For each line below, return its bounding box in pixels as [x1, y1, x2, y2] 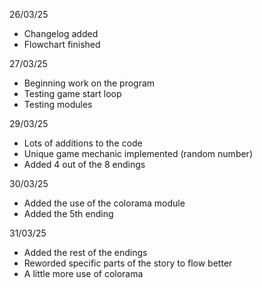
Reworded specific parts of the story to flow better [23, 257, 233, 269]
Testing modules [23, 99, 93, 110]
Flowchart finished [23, 39, 101, 50]
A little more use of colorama [23, 268, 144, 279]
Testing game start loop [23, 88, 122, 99]
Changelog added [23, 28, 99, 39]
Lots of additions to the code [23, 137, 143, 149]
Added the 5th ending [23, 208, 114, 219]
